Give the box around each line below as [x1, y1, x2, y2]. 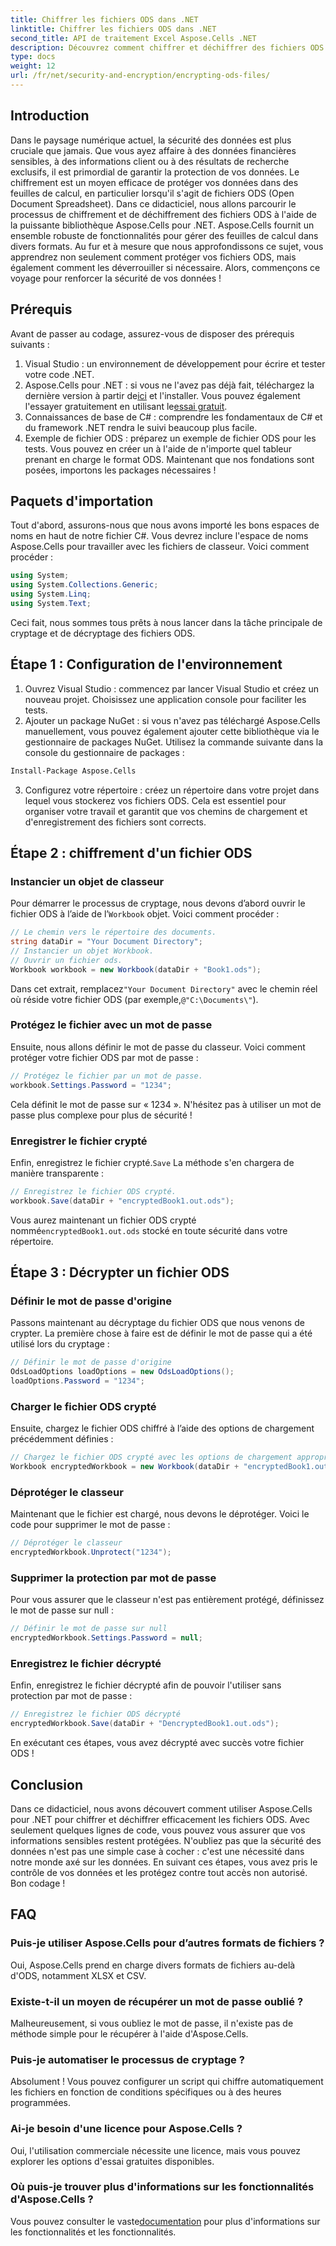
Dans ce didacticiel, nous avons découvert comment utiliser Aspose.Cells [10, 1802, 313, 1815]
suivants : [10, 338, 50, 350]
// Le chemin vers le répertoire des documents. [10, 927, 217, 938]
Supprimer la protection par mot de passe [10, 1571, 217, 1585]
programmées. [10, 2097, 71, 2109]
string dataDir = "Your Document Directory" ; [10, 937, 203, 947]
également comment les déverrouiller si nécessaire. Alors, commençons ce [10, 261, 321, 273]
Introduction [10, 107, 90, 125]
